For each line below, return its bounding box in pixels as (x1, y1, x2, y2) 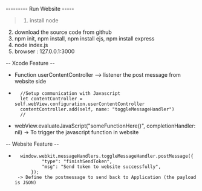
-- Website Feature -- (5, 140, 59, 147)
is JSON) (14, 180, 37, 186)
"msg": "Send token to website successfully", (41, 164, 161, 170)
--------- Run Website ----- (5, 5, 74, 12)
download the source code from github (14, 28, 112, 36)
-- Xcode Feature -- (5, 60, 55, 66)
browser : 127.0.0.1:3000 (14, 48, 75, 55)
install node (29, 17, 59, 24)
